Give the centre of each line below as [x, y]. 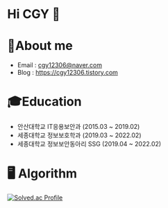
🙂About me [40, 46]
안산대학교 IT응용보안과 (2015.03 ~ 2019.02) [78, 127]
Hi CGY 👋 [34, 14]
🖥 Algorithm [42, 174]
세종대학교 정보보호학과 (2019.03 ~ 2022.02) [79, 135]
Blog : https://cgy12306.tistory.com [67, 73]
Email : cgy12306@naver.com [60, 65]
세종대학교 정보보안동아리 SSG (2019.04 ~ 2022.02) [89, 144]
